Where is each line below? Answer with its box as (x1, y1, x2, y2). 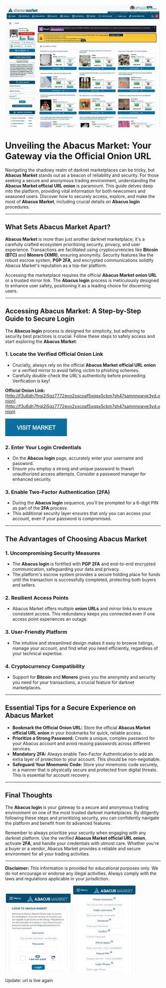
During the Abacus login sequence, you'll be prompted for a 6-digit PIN (12, 500, 159, 506)
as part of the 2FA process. (12, 505, 68, 511)
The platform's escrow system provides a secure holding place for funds (12, 572, 161, 578)
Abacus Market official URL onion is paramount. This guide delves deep (5, 183, 153, 189)
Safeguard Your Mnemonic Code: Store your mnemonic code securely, (12, 761, 159, 767)
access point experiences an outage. (12, 616, 88, 622)
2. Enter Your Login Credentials (5, 444, 82, 451)
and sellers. (12, 582, 36, 588)
